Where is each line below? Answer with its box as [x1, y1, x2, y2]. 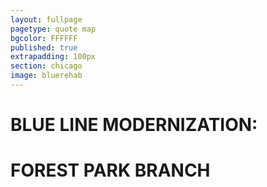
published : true [10, 42, 78, 53]
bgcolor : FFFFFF [10, 33, 78, 43]
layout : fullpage [10, 14, 83, 25]
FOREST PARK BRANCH [10, 159, 211, 182]
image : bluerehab [10, 71, 83, 81]
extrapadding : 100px [10, 52, 97, 62]
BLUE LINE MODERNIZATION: [10, 114, 258, 136]
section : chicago [10, 61, 83, 71]
